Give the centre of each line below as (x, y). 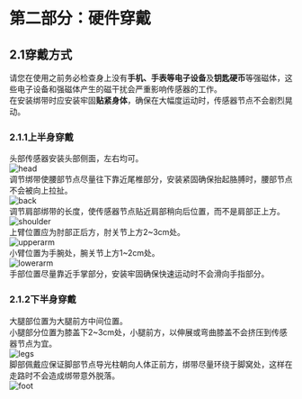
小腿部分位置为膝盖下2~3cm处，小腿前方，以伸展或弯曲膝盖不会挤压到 (141, 332)
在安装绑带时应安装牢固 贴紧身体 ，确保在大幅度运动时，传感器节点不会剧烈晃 (151, 100)
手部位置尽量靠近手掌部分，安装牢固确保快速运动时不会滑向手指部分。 (139, 274)
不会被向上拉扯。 (41, 191)
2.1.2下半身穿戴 (43, 300)
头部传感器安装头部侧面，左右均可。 (76, 159)
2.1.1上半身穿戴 (42, 137)
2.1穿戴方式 (41, 54)
